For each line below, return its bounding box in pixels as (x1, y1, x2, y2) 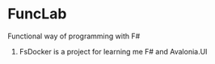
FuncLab (7, 5, 67, 23)
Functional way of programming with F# (7, 31, 141, 41)
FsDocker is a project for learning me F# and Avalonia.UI (19, 46, 208, 56)
